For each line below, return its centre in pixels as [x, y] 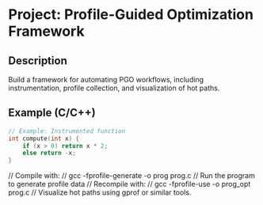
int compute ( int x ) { [44, 139]
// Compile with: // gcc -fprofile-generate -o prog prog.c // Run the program [131, 176]
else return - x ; [50, 153]
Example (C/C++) [52, 113]
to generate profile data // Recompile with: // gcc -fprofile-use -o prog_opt [130, 184]
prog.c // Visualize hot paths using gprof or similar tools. [100, 192]
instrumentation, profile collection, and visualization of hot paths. [114, 88]
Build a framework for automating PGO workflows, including [106, 80]
